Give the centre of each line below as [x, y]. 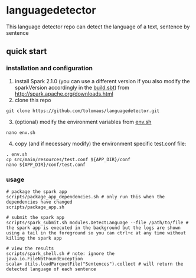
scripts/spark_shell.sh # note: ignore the [61, 254]
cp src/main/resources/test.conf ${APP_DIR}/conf [68, 159]
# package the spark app [37, 192]
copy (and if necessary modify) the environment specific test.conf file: [100, 143]
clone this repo [33, 100]
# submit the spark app [35, 217]
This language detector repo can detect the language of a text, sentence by [98, 27]
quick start [27, 52]
